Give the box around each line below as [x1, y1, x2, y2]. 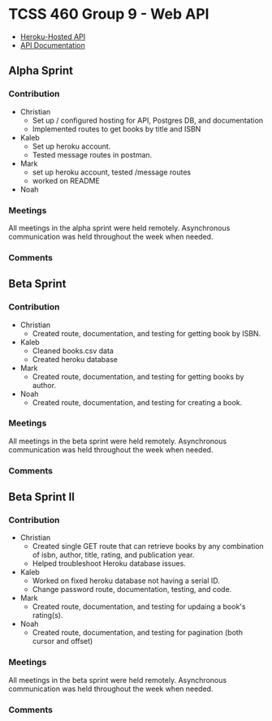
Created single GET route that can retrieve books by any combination [32, 542, 264, 551]
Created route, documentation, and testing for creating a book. [32, 397, 243, 407]
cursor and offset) [32, 637, 93, 646]
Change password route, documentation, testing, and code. [32, 585, 232, 594]
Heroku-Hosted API [19, 32, 86, 41]
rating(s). [32, 611, 63, 620]
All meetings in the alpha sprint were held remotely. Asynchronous [8, 222, 231, 232]
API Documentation [19, 40, 85, 50]
